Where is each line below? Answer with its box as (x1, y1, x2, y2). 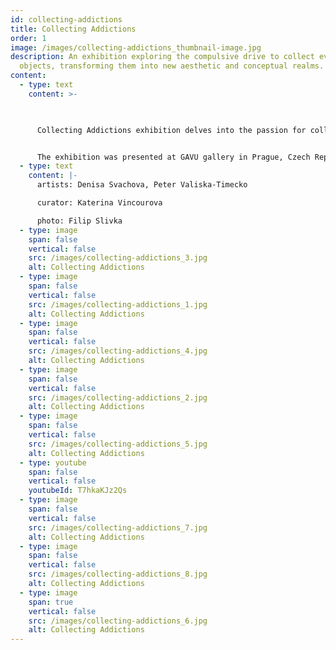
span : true (28, 597, 74, 607)
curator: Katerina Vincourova (36, 198, 163, 208)
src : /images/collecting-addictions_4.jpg (28, 346, 208, 356)
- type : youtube (19, 457, 87, 468)
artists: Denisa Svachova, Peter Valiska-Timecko (36, 180, 248, 190)
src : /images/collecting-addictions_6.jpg (28, 616, 208, 626)
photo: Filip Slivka (36, 216, 123, 226)
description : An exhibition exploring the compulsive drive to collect (10, 52, 315, 62)
